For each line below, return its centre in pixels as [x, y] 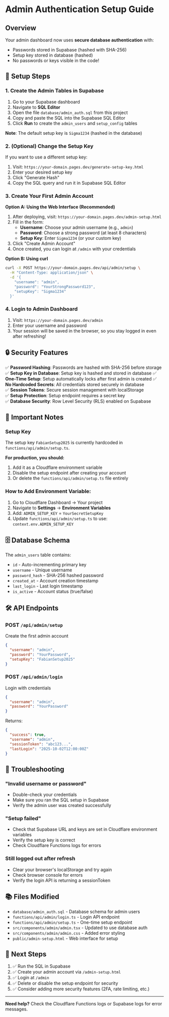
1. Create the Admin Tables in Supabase [55, 91]
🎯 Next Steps [26, 954]
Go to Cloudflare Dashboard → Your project [58, 502]
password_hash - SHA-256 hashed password [58, 575]
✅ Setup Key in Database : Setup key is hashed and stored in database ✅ [81, 373]
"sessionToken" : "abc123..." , [41, 744]
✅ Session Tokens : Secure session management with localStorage [75, 390]
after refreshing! [29, 336]
